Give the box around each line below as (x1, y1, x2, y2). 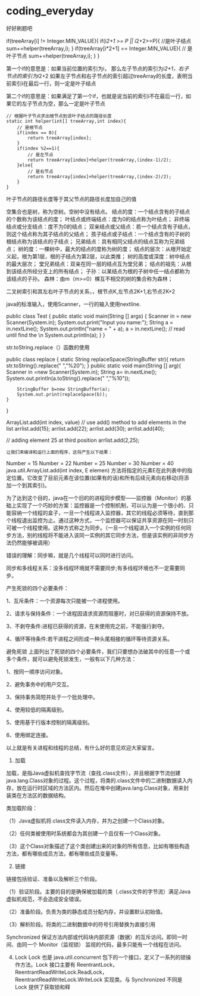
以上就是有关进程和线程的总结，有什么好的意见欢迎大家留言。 (6, 744, 158, 751)
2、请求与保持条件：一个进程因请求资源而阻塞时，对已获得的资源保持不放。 (6, 610, 192, 617)
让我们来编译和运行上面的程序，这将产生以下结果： (6, 449, 113, 455)
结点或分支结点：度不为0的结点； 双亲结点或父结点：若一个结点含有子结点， (6, 222, 193, 230)
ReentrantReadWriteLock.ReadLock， (14, 968, 108, 976)
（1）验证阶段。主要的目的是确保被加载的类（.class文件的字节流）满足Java (6, 887, 191, 895)
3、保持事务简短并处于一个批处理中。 (6, 693, 98, 700)
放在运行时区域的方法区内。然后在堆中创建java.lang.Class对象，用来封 (16, 784, 189, 791)
